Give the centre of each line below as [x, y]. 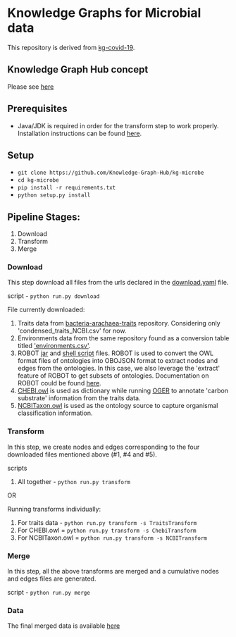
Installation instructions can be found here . [80, 133]
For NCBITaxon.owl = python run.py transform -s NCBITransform [112, 538]
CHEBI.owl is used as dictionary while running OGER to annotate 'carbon [123, 391]
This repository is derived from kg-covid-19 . [71, 47]
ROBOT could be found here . [60, 383]
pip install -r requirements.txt [67, 188]
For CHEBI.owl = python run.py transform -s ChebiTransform [107, 530]
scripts [17, 468]
